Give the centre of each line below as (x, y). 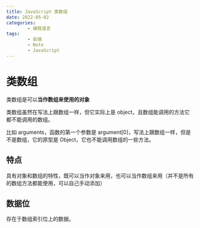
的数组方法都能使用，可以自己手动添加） (56, 183)
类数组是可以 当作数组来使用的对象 (48, 99)
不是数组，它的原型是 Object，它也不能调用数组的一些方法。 (80, 139)
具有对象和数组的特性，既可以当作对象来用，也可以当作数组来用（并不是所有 (100, 176)
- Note (36, 45)
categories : (21, 23)
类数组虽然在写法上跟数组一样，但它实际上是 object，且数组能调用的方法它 (98, 112)
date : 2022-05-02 (28, 17)
